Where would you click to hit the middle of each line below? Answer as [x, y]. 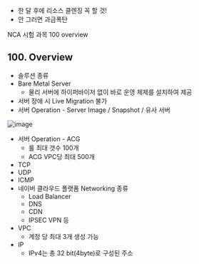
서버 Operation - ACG [49, 138]
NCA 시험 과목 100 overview [48, 35]
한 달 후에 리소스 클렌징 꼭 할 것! [62, 10]
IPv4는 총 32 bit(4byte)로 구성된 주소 [81, 253]
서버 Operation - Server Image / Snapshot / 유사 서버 [94, 110]
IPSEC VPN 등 [49, 220]
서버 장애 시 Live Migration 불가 [62, 101]
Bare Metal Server [44, 83]
